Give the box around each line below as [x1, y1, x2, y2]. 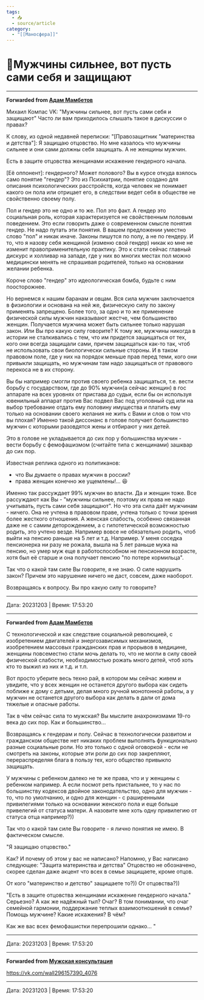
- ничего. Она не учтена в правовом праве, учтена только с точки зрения [6, 509, 197, 516]
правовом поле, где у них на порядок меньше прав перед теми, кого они [6, 353, 197, 360]
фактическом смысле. [6, 832, 65, 839]
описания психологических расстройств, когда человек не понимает [6, 182, 188, 190]
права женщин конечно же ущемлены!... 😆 [15, 478, 128, 485]
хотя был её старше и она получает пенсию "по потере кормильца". [6, 554, 184, 561]
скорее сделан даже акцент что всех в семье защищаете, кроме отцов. [6, 868, 193, 875]
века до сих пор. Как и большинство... [6, 719, 106, 726]
